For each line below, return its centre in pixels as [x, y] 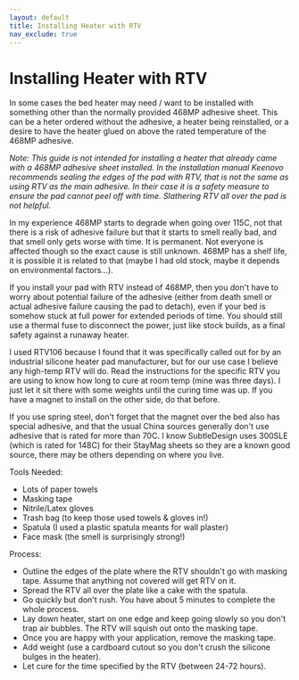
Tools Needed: [36, 472]
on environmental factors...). [61, 270]
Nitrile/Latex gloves [58, 509]
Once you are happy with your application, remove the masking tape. [149, 638]
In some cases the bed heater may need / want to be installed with [132, 103]
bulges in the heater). [62, 657]
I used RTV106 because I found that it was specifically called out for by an [145, 352]
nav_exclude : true [43, 34]
